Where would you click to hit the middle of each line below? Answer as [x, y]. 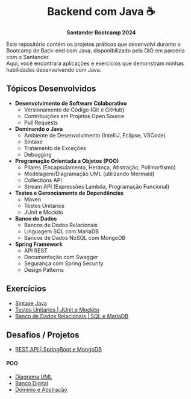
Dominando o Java [39, 129]
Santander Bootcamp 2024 [101, 32]
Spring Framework [39, 244]
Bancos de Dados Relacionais [61, 225]
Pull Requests [41, 122]
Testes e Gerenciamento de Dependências [69, 193]
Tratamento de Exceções [55, 148]
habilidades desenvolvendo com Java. [54, 69]
